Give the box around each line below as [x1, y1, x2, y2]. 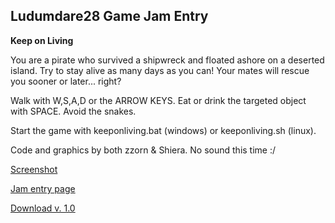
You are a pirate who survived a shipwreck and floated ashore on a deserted [10, 54, 325, 66]
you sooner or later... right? [10, 75, 122, 87]
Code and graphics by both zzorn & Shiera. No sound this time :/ [10, 144, 277, 156]
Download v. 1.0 [10, 202, 76, 214]
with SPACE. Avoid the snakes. [10, 105, 137, 117]
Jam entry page [10, 182, 76, 194]
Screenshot [10, 163, 58, 175]
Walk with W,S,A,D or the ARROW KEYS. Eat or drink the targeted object [10, 94, 307, 106]
